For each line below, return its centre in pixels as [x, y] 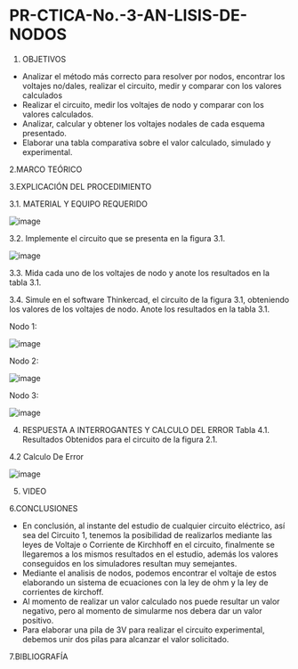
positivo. [38, 620]
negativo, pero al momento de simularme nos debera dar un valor [142, 610]
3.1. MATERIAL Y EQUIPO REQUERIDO [79, 204]
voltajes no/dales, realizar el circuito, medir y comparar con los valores [152, 86]
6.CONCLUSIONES [44, 508]
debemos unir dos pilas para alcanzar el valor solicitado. [125, 639]
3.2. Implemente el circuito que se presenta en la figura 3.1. [117, 238]
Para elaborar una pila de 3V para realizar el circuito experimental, [143, 630]
